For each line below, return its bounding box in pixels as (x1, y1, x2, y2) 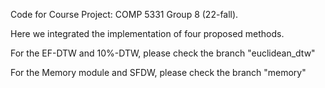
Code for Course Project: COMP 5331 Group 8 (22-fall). (10, 9, 239, 20)
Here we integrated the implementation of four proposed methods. (10, 28, 285, 39)
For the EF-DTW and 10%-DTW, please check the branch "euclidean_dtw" (10, 47, 316, 59)
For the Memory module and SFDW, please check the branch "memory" (10, 67, 307, 78)
